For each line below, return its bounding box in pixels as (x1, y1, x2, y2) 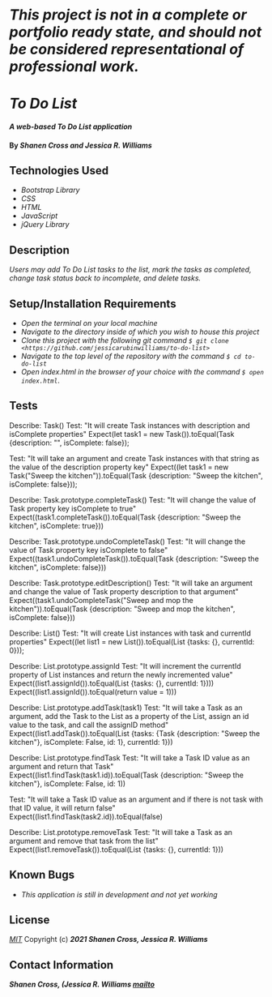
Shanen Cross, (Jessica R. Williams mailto (9, 979, 155, 990)
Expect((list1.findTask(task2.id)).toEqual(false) (9, 811, 164, 821)
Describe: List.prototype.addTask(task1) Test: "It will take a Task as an (9, 703, 243, 712)
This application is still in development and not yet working (20, 889, 218, 899)
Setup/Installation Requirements (9, 297, 176, 310)
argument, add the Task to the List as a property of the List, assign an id (9, 711, 249, 721)
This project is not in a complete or (9, 6, 248, 24)
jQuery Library (20, 220, 70, 229)
